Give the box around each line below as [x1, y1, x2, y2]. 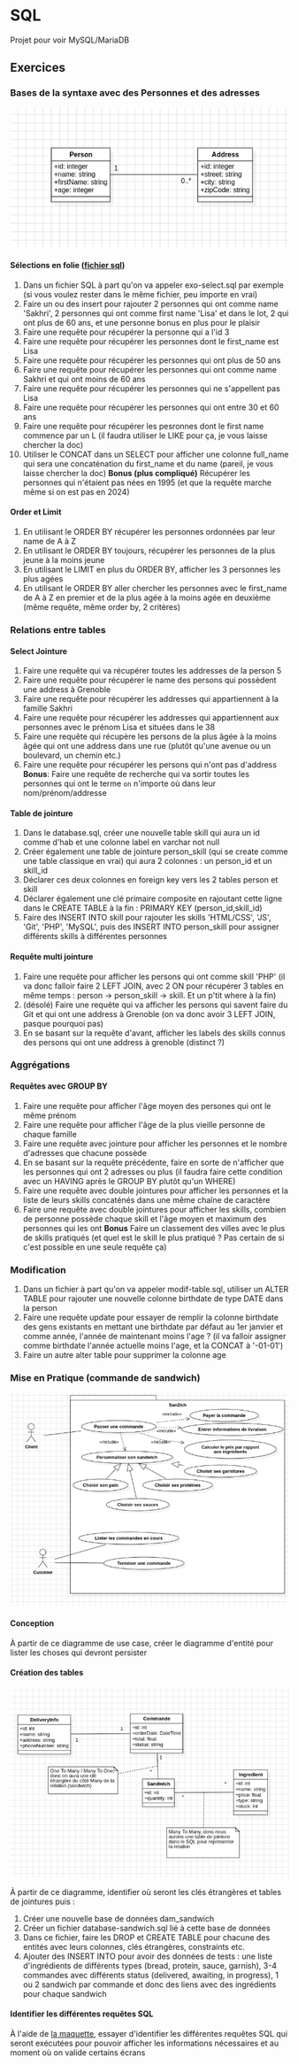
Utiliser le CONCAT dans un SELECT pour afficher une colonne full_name [22, 449, 289, 459]
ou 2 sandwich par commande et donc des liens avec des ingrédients [22, 1979, 277, 1990]
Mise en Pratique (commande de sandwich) [10, 1371, 201, 1383]
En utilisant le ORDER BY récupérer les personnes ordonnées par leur [22, 527, 276, 536]
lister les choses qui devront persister [10, 1647, 148, 1658]
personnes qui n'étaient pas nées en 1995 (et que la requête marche [22, 477, 272, 488]
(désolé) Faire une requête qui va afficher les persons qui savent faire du [22, 999, 288, 1010]
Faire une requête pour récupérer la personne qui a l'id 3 [22, 327, 230, 337]
